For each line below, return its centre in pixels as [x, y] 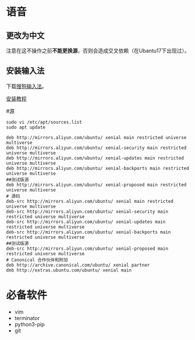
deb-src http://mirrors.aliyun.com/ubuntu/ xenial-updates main [86, 222]
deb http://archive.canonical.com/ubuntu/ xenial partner [78, 265]
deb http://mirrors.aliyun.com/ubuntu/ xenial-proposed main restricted [96, 185]
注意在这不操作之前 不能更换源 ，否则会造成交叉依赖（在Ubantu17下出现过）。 [98, 51]
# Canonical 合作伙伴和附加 [37, 260]
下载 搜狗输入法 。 [27, 86]
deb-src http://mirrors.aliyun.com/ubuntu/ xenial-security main [87, 212]
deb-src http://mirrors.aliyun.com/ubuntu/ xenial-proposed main [87, 249]
